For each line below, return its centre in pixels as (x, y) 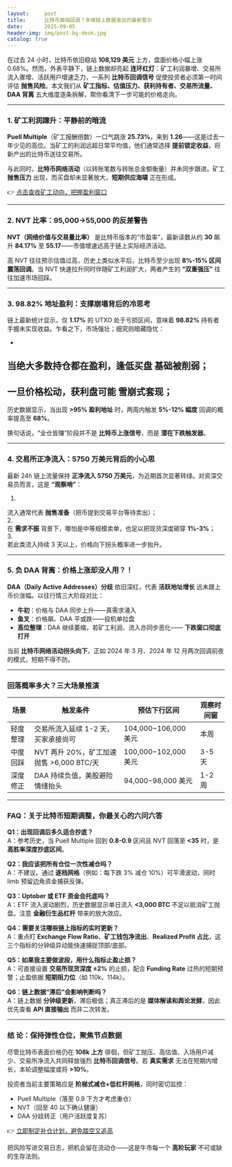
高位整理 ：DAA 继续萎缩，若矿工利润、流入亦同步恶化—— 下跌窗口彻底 (119, 627)
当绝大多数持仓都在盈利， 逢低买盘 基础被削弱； (108, 366)
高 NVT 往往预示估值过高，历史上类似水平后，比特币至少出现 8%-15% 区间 (114, 260)
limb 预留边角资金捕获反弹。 (47, 881)
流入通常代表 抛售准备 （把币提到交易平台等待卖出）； (82, 512)
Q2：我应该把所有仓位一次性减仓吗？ (60, 864)
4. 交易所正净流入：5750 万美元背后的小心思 (81, 459)
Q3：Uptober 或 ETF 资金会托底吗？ (59, 896)
